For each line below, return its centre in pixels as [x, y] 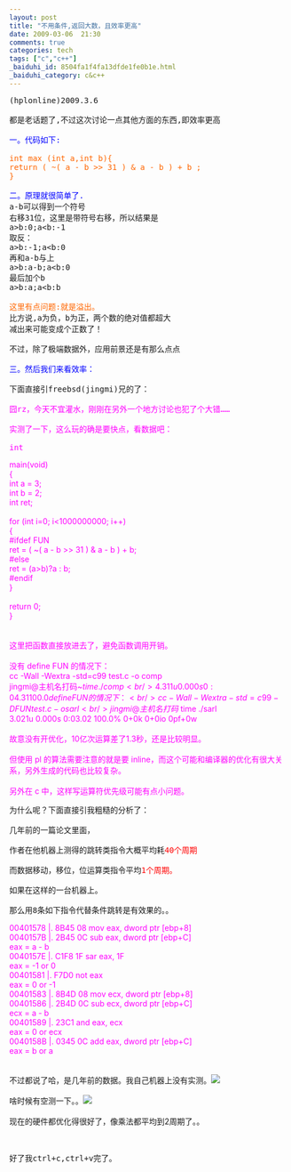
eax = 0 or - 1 [32, 984]
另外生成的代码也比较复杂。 [75, 770]
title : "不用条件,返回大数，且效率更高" [75, 26]
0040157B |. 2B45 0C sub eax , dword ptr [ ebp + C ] [101, 937]
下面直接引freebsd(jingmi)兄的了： [79, 389]
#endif [21, 578]
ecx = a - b [29, 1013]
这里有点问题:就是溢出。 [55, 307]
